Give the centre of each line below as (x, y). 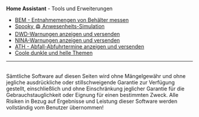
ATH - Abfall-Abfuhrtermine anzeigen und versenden (79, 46)
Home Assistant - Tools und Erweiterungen (60, 9)
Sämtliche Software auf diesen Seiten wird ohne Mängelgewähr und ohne (96, 76)
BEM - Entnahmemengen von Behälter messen (72, 20)
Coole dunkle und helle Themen (54, 53)
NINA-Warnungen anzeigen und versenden (67, 40)
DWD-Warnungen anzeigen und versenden (67, 34)
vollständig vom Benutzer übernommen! (55, 107)
